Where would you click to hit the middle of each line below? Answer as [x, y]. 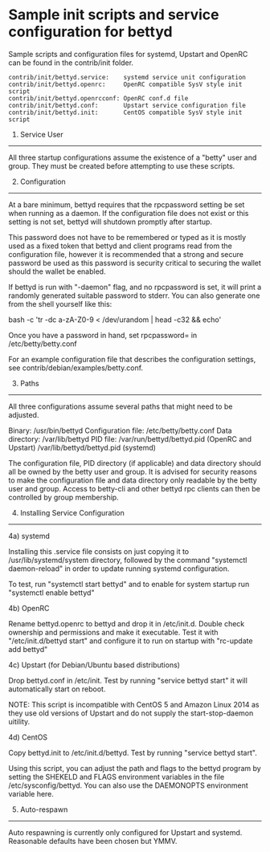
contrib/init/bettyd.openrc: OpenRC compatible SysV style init [125, 84]
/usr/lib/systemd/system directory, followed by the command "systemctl [128, 560]
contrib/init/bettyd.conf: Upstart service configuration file [127, 105]
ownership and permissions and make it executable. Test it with [113, 632]
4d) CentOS [28, 737]
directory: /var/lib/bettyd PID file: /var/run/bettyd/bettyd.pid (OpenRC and [130, 438]
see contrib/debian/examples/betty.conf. [76, 368]
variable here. [31, 793]
